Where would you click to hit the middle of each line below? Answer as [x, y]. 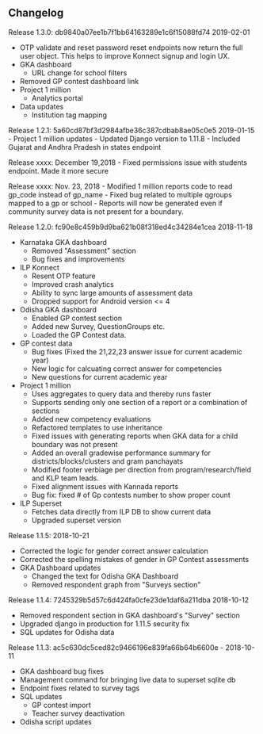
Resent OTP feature [64, 276]
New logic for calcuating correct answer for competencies [127, 369]
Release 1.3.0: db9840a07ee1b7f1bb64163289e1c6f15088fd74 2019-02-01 [129, 32]
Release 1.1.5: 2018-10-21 [49, 535]
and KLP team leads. [65, 478]
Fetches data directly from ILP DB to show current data [121, 511]
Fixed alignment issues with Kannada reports [105, 486]
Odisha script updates [56, 721]
